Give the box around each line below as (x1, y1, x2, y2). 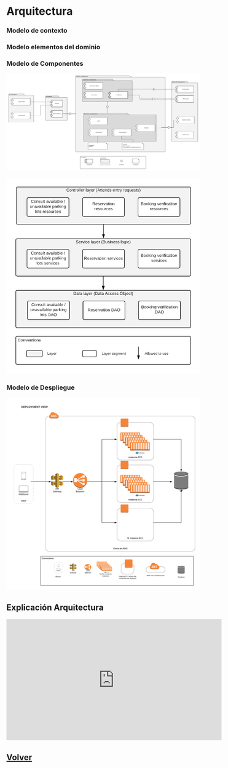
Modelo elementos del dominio (6, 43, 101, 52)
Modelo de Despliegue (6, 383, 75, 392)
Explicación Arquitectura (6, 603, 104, 613)
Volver (6, 752, 33, 762)
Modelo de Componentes (6, 59, 84, 68)
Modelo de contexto (6, 26, 68, 35)
